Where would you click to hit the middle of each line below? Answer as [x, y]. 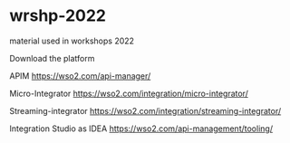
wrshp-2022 [58, 16]
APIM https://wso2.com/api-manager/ [80, 76]
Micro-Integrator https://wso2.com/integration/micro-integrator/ [129, 93]
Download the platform [52, 58]
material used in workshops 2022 [72, 41]
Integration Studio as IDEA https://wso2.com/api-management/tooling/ [141, 129]
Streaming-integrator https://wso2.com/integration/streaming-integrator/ [145, 110]
